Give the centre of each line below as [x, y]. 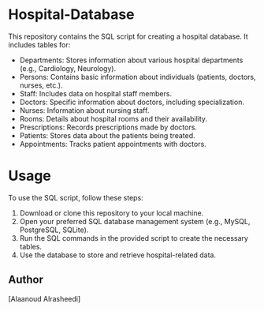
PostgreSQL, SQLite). [54, 230]
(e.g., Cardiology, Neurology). [68, 68]
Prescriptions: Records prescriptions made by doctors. [108, 127]
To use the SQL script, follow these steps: [76, 197]
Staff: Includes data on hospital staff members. [95, 93]
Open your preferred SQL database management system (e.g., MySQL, [135, 221]
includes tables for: [39, 44]
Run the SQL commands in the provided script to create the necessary [134, 238]
